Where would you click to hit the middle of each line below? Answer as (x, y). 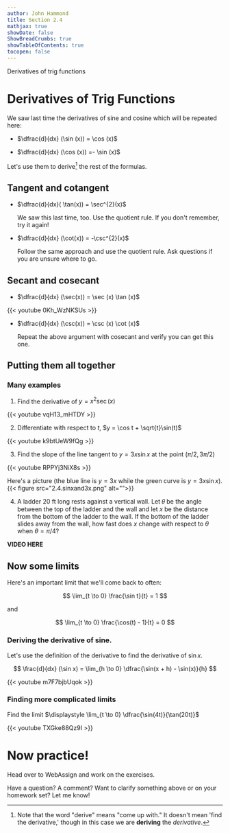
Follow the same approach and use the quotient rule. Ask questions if (115, 252)
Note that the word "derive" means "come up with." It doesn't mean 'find (119, 814)
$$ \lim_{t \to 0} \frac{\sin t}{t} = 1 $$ (115, 596)
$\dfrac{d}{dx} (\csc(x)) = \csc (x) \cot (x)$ (78, 324)
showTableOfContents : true (46, 45)
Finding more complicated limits (62, 699)
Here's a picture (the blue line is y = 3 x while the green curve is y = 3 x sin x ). (115, 481)
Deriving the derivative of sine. (60, 640)
